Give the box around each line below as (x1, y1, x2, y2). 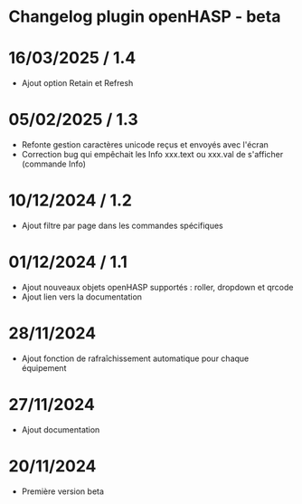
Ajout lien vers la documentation (21, 291, 142, 302)
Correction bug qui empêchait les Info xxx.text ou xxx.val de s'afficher (21, 149, 284, 160)
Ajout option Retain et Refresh (21, 78, 134, 89)
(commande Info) (21, 158, 87, 169)
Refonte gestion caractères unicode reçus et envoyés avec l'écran (21, 139, 269, 150)
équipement (21, 362, 67, 373)
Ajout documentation (21, 423, 100, 435)
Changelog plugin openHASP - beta (8, 6, 281, 27)
